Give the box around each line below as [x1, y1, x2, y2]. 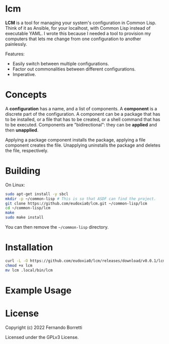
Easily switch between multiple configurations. [12, 60, 109, 66]
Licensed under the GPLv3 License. [5, 334, 79, 340]
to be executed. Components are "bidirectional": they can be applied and [5, 121, 157, 127]
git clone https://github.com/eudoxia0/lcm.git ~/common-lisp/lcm [5, 201, 147, 206]
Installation [5, 242, 53, 253]
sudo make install [5, 215, 44, 220]
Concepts [5, 89, 47, 101]
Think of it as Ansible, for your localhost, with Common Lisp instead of [5, 25, 151, 31]
